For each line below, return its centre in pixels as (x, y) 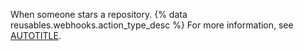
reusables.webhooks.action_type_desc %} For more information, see (152, 25)
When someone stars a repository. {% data (99, 14)
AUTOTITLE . (36, 35)
